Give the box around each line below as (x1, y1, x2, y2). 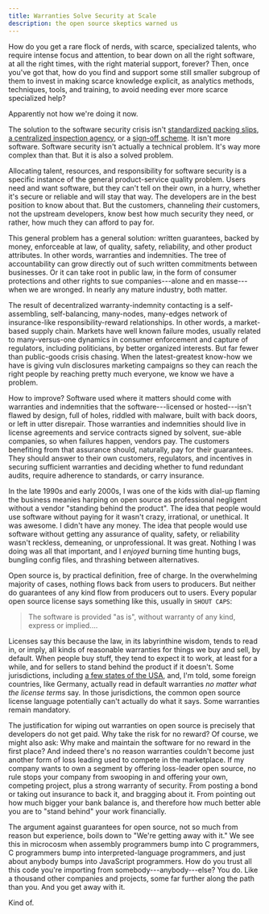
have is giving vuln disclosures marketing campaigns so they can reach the (8, 360, 258, 370)
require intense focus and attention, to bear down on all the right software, (8, 50, 255, 60)
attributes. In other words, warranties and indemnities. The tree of (8, 250, 227, 259)
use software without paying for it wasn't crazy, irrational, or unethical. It (8, 512, 250, 521)
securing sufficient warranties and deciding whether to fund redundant (8, 461, 244, 471)
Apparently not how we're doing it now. (8, 108, 139, 118)
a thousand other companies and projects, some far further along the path (8, 874, 255, 883)
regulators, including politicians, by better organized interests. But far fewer (8, 343, 259, 352)
